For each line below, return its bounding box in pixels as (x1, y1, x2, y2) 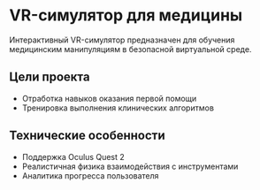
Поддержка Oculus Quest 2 (21, 151, 126, 162)
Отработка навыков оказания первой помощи (21, 93, 197, 103)
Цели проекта (9, 70, 90, 85)
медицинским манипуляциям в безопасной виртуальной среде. (9, 43, 252, 54)
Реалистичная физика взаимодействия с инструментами (21, 161, 239, 171)
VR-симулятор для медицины (9, 5, 243, 26)
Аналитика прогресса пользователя (21, 170, 159, 181)
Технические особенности (9, 128, 165, 143)
